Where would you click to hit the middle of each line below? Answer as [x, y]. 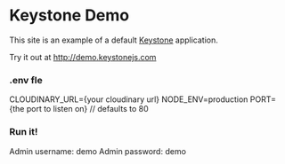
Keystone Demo [69, 16]
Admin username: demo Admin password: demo [98, 151]
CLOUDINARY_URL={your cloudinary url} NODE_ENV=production [129, 99]
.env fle [26, 80]
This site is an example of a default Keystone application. [114, 40]
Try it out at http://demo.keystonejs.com [83, 57]
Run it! [24, 132]
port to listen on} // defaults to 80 [87, 109]
